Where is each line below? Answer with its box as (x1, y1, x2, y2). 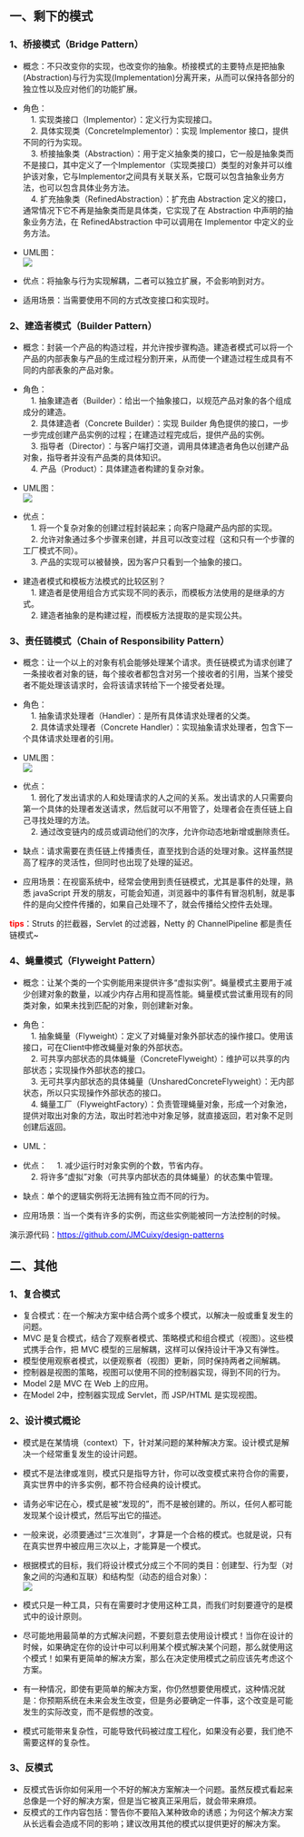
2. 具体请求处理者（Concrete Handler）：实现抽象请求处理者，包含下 (30, 721, 286, 733)
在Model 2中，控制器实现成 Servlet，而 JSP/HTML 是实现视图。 (22, 1389, 262, 1401)
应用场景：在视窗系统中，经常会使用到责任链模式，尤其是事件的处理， (22, 876, 286, 888)
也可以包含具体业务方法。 (38, 182, 134, 193)
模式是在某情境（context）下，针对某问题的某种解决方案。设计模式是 (22, 1436, 282, 1447)
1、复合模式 (9, 1287, 61, 1300)
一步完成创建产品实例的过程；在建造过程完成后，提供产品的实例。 (22, 429, 270, 440)
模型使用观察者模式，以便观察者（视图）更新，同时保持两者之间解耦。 (22, 1355, 286, 1366)
